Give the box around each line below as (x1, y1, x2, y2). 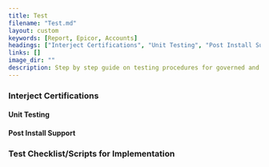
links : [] (8, 49, 42, 57)
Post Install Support (8, 128, 76, 137)
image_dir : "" (8, 57, 56, 65)
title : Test (8, 11, 48, 20)
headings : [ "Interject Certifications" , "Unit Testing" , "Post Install (8, 42, 252, 50)
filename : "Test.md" (8, 19, 78, 27)
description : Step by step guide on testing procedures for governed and (8, 64, 260, 72)
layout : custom (8, 26, 59, 34)
